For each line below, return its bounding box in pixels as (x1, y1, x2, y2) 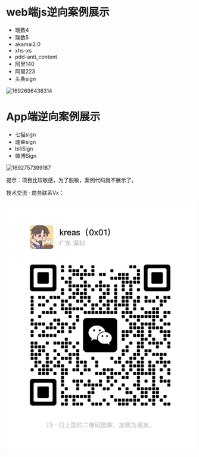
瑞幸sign (14, 138, 36, 145)
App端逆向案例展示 (6, 110, 101, 124)
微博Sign (14, 152, 37, 159)
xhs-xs (14, 47, 32, 54)
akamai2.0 (14, 40, 41, 48)
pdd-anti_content (14, 53, 58, 60)
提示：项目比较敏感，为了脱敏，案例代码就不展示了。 (6, 176, 137, 183)
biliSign (14, 145, 33, 152)
